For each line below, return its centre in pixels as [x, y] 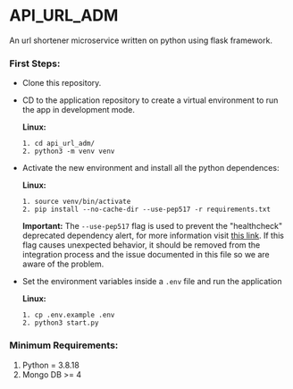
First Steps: [35, 63]
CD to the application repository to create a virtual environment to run [150, 100]
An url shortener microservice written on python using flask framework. [141, 40]
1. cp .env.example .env [68, 315]
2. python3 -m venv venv [68, 152]
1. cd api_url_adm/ [59, 144]
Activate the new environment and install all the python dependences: [151, 168]
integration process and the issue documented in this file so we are [146, 255]
